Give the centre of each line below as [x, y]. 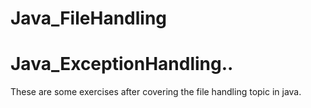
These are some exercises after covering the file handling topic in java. [156, 92]
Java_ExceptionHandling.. [122, 64]
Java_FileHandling [89, 18]
